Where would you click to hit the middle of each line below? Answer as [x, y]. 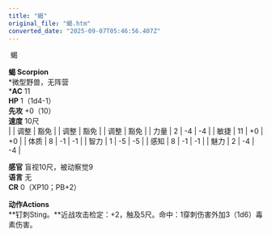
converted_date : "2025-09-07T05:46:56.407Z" [85, 31]
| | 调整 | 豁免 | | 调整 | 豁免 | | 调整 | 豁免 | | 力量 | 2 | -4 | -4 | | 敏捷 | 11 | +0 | [136, 131]
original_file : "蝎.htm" [50, 23]
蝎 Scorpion [29, 72]
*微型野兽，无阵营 [39, 83]
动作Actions [29, 205]
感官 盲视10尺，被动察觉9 [51, 167]
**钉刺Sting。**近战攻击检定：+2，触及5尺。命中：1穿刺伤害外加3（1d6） [132, 214]
